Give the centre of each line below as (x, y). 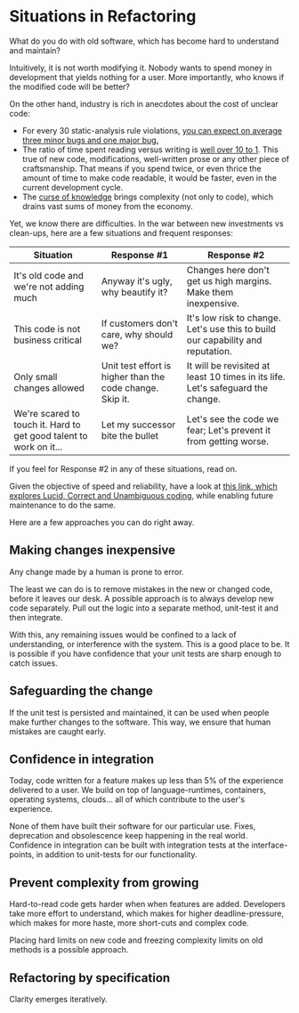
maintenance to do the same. (63, 505)
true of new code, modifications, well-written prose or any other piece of (155, 158)
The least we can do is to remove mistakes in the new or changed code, (141, 588)
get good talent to (51, 435)
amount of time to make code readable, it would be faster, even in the (149, 178)
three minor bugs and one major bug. (90, 140)
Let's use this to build (231, 328)
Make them (210, 292)
